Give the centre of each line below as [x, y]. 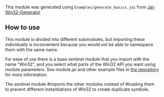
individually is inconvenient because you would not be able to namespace [79, 44]
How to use [22, 28]
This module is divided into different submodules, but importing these [75, 39]
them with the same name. [32, 49]
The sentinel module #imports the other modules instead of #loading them [80, 84]
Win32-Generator [23, 12]
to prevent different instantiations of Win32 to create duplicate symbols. [77, 89]
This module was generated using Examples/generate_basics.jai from [76, 7]
